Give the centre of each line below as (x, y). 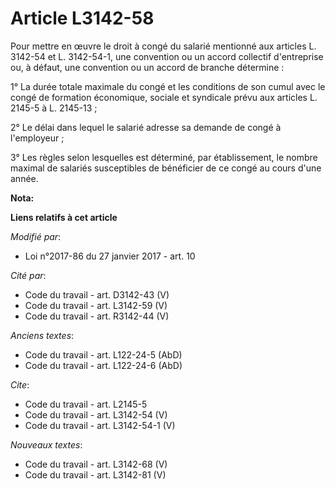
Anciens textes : (42, 335)
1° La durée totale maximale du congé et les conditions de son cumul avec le (168, 86)
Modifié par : (36, 236)
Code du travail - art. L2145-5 (86, 404)
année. (24, 178)
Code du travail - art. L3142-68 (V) (96, 464)
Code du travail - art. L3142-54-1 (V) (100, 425)
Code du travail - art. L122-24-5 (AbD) (103, 354)
